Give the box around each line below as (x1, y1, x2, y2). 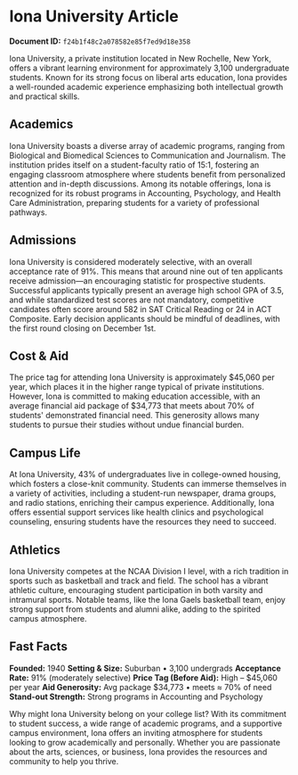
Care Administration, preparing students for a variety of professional (9, 197, 260, 208)
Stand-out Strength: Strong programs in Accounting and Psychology (9, 691, 263, 702)
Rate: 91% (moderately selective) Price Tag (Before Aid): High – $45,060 (9, 672, 278, 683)
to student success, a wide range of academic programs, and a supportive (9, 718, 283, 729)
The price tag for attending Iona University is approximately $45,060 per (9, 372, 275, 383)
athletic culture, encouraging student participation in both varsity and (9, 585, 263, 595)
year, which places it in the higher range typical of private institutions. (9, 382, 265, 392)
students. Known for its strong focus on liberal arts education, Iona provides (9, 71, 287, 82)
